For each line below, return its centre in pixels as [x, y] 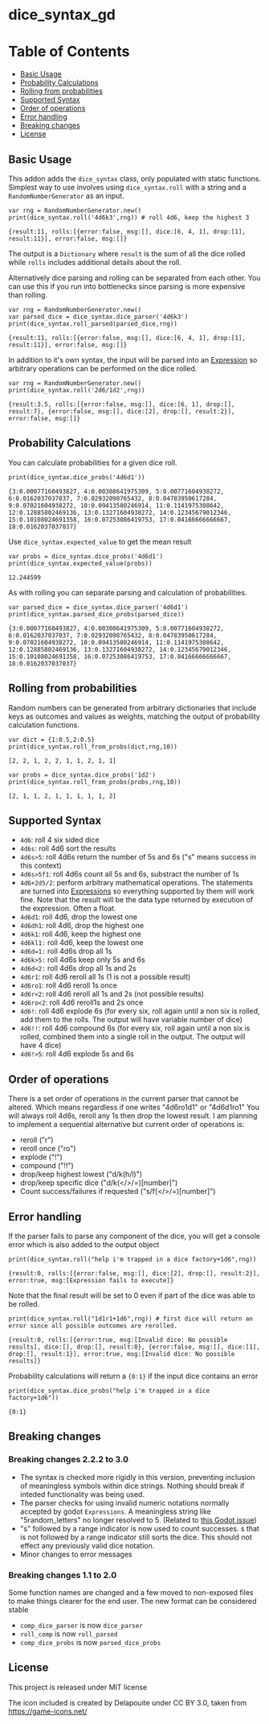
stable [19, 1610]
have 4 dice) [41, 1046]
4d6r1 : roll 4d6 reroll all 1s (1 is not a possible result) [105, 977]
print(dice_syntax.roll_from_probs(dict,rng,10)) [93, 747]
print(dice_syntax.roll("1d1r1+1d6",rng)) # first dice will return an [130, 1319]
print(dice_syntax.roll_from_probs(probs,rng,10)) [95, 782]
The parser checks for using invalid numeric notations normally [124, 1502]
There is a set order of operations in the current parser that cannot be [124, 1099]
